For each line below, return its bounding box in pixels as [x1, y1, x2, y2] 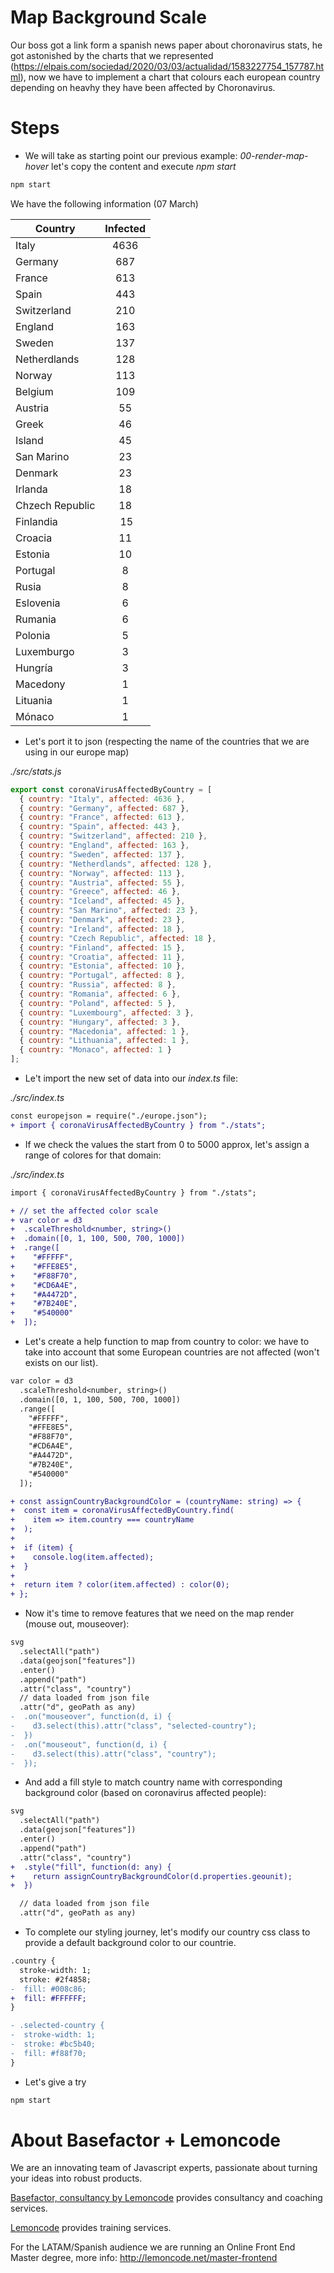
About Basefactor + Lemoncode [10, 2129, 281, 2151]
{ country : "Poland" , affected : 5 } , [19, 998, 177, 1008]
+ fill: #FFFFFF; [10, 1993, 87, 2003]
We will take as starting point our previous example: [24, 149, 238, 161]
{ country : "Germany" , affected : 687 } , [19, 803, 190, 813]
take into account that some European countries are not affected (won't [24, 1346, 320, 1358]
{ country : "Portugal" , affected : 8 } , [19, 971, 186, 981]
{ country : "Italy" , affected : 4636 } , [19, 794, 186, 804]
